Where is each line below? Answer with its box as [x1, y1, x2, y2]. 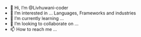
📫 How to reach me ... [10, 26, 57, 32]
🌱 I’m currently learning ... [10, 15, 64, 21]
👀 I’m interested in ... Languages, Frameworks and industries [10, 10, 136, 16]
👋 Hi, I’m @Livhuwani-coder [10, 5, 69, 10]
